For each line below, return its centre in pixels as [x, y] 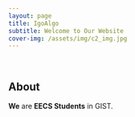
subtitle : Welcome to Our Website [66, 31]
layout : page [30, 16]
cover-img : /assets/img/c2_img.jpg [68, 38]
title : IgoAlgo [34, 23]
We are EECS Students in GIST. [61, 107]
